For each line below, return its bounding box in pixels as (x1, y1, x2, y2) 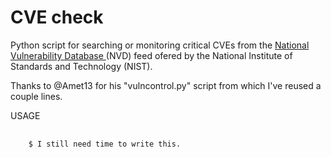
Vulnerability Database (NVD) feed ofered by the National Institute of (10, 49, 293, 61)
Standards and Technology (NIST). (10, 60, 153, 72)
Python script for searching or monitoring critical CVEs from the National (10, 39, 310, 51)
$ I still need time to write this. (28, 139, 182, 149)
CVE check (10, 6, 104, 29)
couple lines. (10, 90, 63, 102)
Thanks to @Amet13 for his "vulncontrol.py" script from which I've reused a (10, 79, 322, 91)
